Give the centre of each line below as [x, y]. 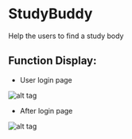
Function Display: [52, 61]
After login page [46, 110]
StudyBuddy [50, 14]
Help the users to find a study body [66, 36]
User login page [46, 79]
